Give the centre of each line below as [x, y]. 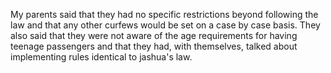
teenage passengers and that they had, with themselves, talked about [154, 46]
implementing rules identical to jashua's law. [101, 57]
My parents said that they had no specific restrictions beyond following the [164, 14]
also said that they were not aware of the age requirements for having [154, 35]
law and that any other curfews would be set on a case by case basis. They [165, 25]
